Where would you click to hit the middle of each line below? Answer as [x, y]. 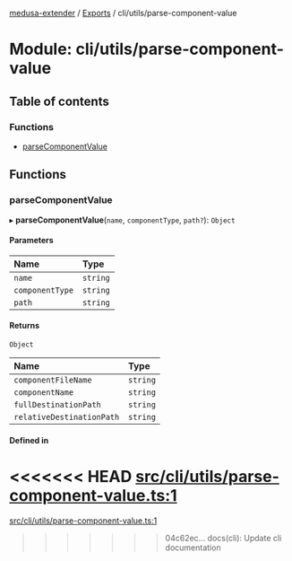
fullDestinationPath [57, 404]
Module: [41, 49]
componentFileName [53, 380]
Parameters [31, 241]
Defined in [29, 440]
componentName [44, 392]
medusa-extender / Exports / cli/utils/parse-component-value [123, 13]
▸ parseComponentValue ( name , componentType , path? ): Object [122, 220]
